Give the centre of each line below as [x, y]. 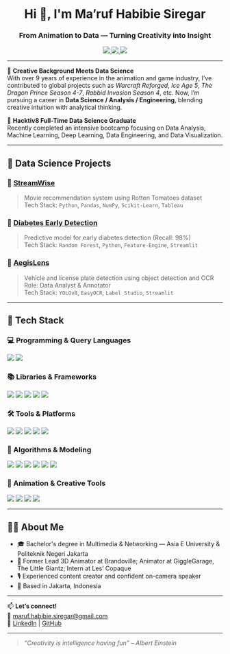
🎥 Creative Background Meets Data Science [71, 71]
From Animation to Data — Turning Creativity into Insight [115, 36]
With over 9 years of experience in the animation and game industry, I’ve [110, 78]
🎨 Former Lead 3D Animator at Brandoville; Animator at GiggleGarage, [115, 561]
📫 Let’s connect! [32, 606]
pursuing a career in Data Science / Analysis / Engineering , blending [105, 100]
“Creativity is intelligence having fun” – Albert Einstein [100, 643]
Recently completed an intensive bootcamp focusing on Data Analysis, [107, 128]
